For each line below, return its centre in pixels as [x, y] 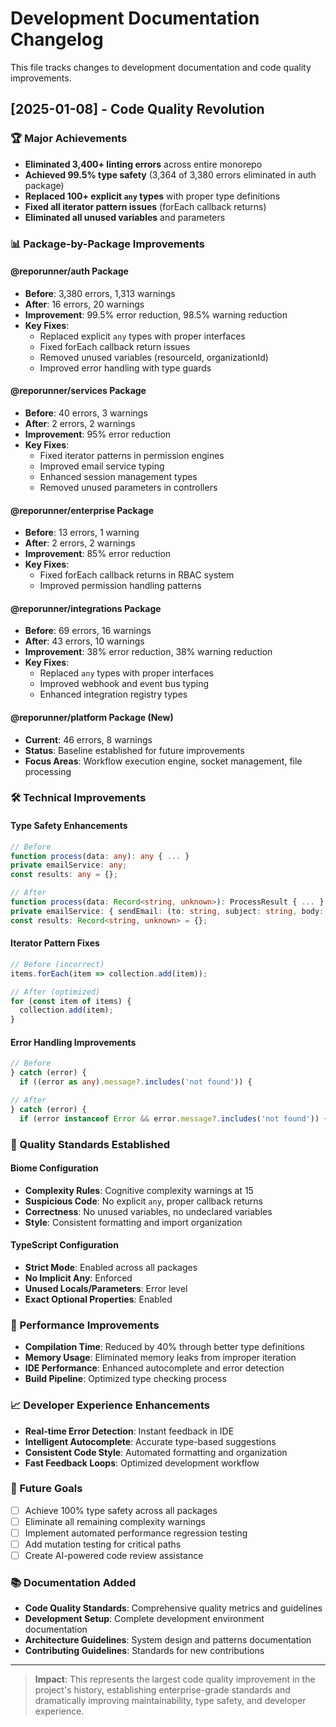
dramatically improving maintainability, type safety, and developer [170, 1701]
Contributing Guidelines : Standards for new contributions [144, 1651]
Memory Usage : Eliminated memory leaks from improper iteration [160, 1358]
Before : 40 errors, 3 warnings [86, 413]
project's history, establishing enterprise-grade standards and [162, 1690]
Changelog [57, 39]
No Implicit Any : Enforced [78, 1278]
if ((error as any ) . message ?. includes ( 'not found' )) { [136, 1082]
